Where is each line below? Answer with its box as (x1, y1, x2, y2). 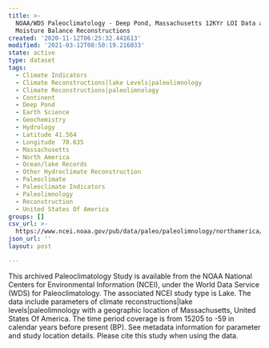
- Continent (15, 94, 56, 102)
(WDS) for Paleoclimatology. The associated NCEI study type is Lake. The (8, 288, 251, 298)
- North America (15, 153, 70, 161)
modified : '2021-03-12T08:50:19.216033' (8, 42, 146, 50)
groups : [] (8, 213, 45, 221)
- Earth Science (15, 109, 70, 117)
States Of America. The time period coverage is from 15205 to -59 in (8, 314, 235, 323)
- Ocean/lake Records (15, 161, 88, 169)
